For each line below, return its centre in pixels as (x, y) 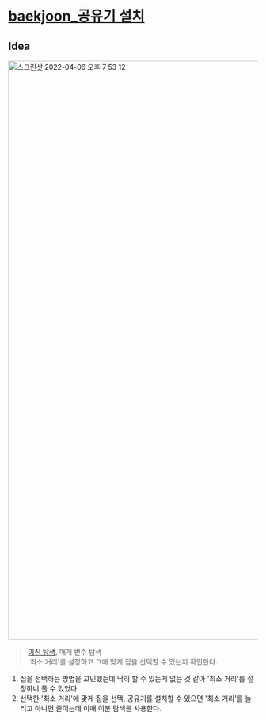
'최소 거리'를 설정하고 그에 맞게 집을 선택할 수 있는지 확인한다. (122, 662)
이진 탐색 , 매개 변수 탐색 (65, 652)
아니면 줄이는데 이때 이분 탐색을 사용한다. (98, 708)
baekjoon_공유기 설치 (76, 16)
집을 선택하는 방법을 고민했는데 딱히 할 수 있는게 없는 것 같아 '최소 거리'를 (132, 678)
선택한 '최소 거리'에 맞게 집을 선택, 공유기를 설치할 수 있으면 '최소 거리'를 (131, 698)
